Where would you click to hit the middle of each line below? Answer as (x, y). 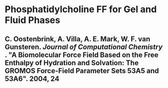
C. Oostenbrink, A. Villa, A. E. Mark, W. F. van (78, 39)
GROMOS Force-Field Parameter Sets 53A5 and (82, 70)
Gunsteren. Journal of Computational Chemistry (84, 47)
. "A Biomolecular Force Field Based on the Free (82, 55)
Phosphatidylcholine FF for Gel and (81, 9)
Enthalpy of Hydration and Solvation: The (72, 63)
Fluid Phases (33, 20)
